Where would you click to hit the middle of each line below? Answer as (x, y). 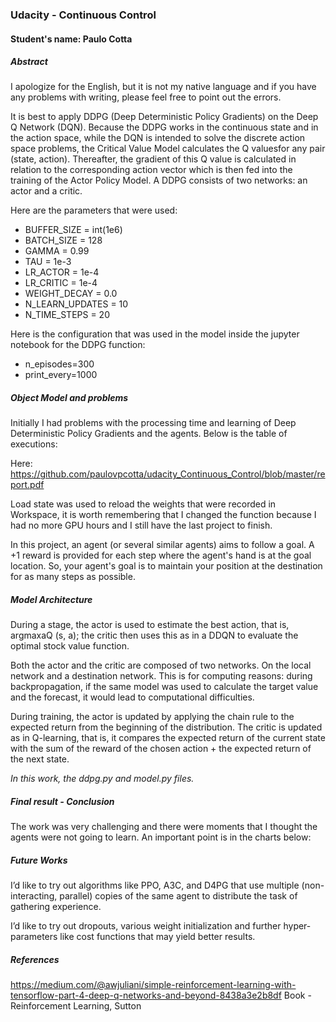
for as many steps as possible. (73, 577)
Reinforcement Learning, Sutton (76, 1006)
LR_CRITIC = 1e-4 (61, 283)
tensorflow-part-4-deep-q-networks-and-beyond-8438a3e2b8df (146, 995)
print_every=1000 (61, 375)
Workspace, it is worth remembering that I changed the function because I (163, 515)
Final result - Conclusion (62, 802)
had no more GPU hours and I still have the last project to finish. (141, 525)
